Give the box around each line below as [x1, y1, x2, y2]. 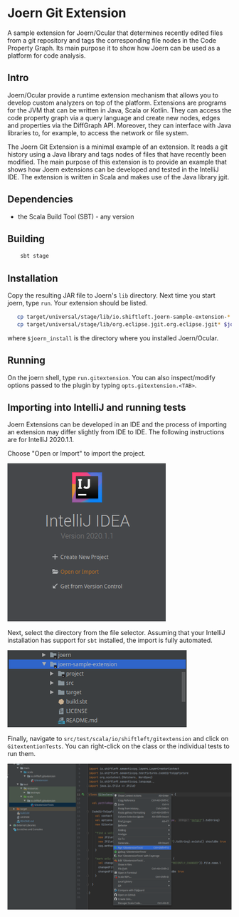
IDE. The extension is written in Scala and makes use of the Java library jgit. [7, 172, 230, 181]
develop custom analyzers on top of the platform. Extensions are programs [7, 98, 227, 107]
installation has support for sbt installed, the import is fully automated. [7, 636, 213, 645]
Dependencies [7, 194, 73, 206]
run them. [7, 750, 36, 758]
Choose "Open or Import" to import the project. [7, 449, 146, 458]
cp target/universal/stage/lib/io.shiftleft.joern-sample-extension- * [16, 313, 231, 321]
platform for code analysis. [7, 51, 86, 60]
